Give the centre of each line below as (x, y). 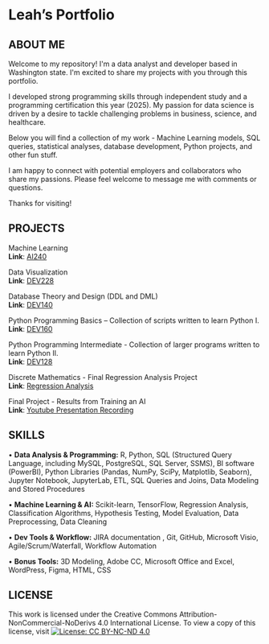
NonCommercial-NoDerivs (52, 623)
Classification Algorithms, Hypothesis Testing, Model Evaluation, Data (124, 513)
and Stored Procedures (47, 489)
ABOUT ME (37, 45)
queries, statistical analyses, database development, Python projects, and (130, 146)
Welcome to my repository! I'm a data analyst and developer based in (123, 64)
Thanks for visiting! (40, 203)
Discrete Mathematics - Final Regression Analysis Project (103, 377)
